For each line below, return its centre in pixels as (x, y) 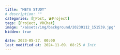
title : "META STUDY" (26, 9)
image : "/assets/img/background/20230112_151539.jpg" (60, 27)
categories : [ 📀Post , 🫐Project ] (37, 18)
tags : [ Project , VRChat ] (30, 23)
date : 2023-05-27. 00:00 (30, 41)
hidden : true (18, 32)
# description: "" (23, 14)
